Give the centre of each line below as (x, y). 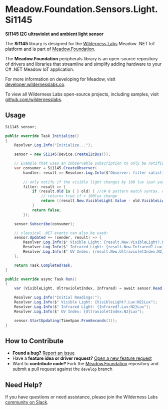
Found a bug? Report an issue (43, 353)
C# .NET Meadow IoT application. (40, 69)
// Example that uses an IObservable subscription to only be (80, 164)
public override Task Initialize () (42, 136)
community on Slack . (27, 402)
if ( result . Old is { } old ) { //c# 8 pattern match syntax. (96, 191)
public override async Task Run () (41, 279)
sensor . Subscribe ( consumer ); (44, 224)
